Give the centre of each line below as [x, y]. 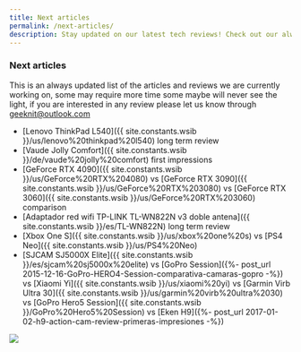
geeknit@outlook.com [50, 114]
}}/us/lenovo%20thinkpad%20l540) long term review [120, 141]
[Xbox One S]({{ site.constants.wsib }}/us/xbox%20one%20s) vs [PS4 [153, 236]
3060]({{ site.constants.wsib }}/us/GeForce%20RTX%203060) [139, 197]
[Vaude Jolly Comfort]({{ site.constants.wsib [104, 150]
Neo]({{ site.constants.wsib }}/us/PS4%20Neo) [110, 245]
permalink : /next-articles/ [62, 26]
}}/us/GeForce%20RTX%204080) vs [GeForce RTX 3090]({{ [135, 178]
